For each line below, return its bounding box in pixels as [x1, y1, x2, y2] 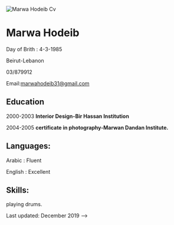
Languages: [6, 141, 51, 151]
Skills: [6, 185, 29, 195]
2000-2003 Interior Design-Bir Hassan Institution [6, 113, 130, 120]
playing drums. [6, 201, 42, 208]
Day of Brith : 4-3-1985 [6, 45, 63, 52]
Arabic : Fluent [6, 157, 42, 164]
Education [6, 97, 45, 107]
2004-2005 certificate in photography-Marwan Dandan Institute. [6, 124, 169, 131]
